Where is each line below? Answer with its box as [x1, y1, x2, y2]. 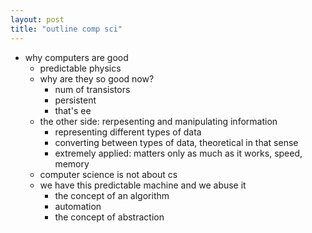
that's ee [54, 104, 92, 116]
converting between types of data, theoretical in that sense [54, 136, 299, 148]
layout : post [10, 14, 65, 25]
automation [54, 200, 102, 212]
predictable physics [39, 62, 122, 74]
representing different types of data [54, 126, 202, 138]
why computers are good [24, 51, 129, 63]
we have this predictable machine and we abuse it [39, 179, 247, 191]
